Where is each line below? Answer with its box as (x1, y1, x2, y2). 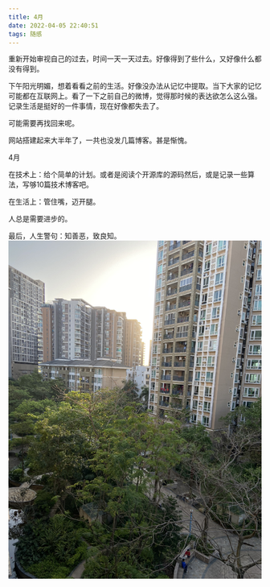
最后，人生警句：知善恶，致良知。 (8, 231, 121, 241)
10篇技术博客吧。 (35, 180, 94, 189)
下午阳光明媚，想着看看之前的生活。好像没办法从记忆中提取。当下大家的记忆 (8, 81, 262, 91)
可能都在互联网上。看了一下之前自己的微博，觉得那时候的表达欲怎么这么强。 (8, 91, 262, 101)
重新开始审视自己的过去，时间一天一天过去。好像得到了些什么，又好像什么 (8, 54, 255, 64)
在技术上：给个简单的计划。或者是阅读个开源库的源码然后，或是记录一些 (8, 170, 247, 180)
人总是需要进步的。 (8, 214, 72, 224)
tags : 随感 (8, 30, 43, 38)
